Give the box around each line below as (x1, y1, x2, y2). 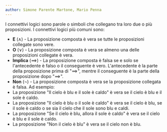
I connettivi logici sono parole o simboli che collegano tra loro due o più (5, 21, 152, 27)
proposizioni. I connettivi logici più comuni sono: (5, 26, 105, 32)
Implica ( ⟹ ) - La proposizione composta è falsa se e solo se (12, 57, 138, 63)
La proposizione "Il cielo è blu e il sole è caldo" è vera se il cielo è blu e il (12, 89, 162, 95)
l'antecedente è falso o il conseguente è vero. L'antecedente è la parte (12, 62, 158, 68)
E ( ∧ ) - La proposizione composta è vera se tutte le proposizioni (12, 36, 144, 42)
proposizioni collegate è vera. (12, 52, 74, 58)
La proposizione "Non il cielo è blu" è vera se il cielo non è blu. (12, 121, 141, 127)
